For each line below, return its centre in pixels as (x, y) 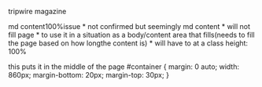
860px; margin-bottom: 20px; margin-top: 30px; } (89, 75)
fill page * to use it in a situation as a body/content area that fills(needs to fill (131, 35)
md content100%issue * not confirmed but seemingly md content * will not (129, 26)
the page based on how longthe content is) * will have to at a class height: (128, 43)
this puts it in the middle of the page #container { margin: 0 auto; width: (124, 67)
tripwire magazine (37, 11)
